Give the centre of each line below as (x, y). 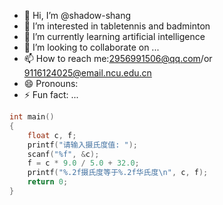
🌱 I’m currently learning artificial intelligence (114, 36)
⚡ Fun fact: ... (51, 94)
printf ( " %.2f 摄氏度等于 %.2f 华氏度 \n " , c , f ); (118, 173)
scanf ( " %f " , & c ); (63, 154)
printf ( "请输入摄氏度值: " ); (82, 145)
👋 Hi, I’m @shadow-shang (77, 15)
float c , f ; (52, 135)
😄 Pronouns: (51, 83)
